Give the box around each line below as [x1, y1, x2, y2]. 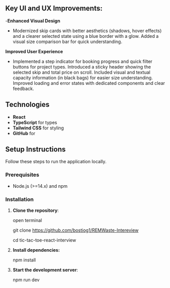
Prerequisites [5, 171, 39, 179]
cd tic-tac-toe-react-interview [12, 237, 77, 243]
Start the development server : [12, 267, 78, 273]
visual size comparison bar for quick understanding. [12, 38, 123, 45]
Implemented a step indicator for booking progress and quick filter [12, 58, 153, 64]
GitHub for [12, 130, 36, 136]
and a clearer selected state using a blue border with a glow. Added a [12, 33, 159, 39]
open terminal [12, 217, 42, 224]
